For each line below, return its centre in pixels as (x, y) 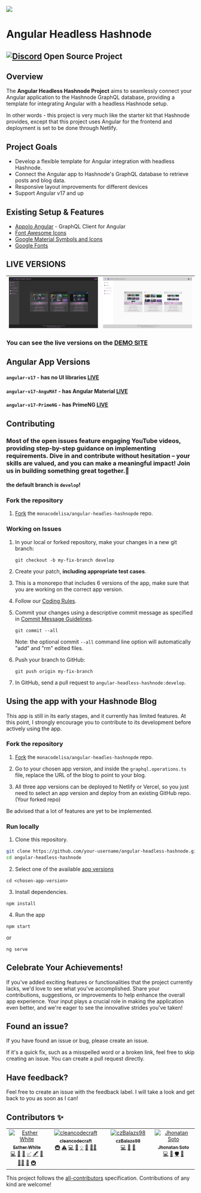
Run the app (30, 914)
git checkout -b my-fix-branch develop (65, 560)
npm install (21, 904)
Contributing (31, 423)
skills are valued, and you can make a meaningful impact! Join (98, 463)
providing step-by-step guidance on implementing (81, 448)
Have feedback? (37, 1078)
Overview (25, 76)
